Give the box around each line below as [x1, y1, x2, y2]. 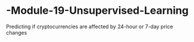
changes [6, 29, 28, 36]
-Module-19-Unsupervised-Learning [6, 4, 189, 17]
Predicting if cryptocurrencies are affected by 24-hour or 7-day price [6, 23, 173, 30]
